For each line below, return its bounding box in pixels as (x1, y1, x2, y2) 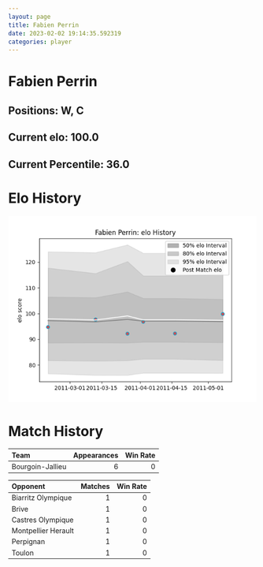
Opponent (11, 482, 46, 491)
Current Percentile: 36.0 (8, 158, 130, 171)
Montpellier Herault (11, 526, 75, 535)
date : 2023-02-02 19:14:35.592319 (8, 29, 122, 37)
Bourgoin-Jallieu (11, 462, 67, 472)
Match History (8, 422, 104, 440)
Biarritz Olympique (11, 493, 72, 502)
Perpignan (11, 537, 46, 546)
